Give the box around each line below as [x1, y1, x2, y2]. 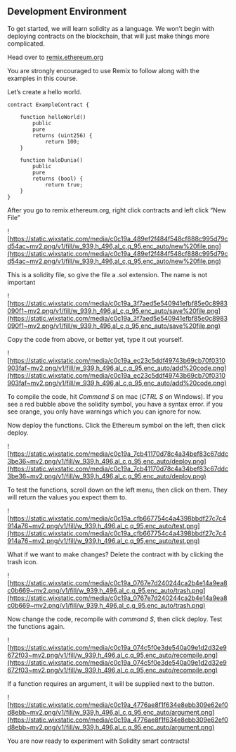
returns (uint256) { [32, 132, 93, 139]
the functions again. [7, 622, 65, 630]
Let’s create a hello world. [7, 87, 82, 96]
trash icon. [7, 557, 39, 566]
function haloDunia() [20, 156, 83, 164]
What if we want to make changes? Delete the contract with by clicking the [7, 550, 224, 559]
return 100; [44, 138, 80, 145]
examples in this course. [7, 74, 78, 82]
